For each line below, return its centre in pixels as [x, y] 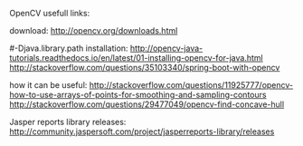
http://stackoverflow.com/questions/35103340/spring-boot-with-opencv [145, 68]
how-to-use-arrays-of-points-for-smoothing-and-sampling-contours [138, 95]
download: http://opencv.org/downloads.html [94, 30]
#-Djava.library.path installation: [69, 48]
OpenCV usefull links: [50, 13]
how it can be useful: [48, 85]
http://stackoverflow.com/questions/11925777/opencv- [191, 85]
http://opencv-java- [166, 48]
